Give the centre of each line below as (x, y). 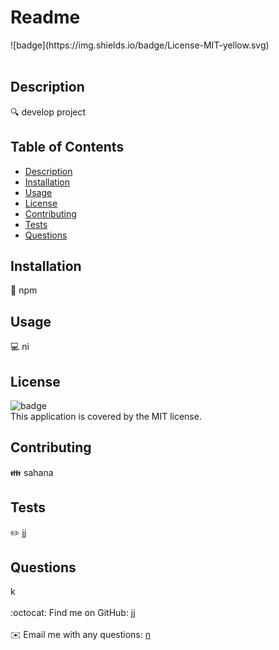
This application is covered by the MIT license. (106, 416)
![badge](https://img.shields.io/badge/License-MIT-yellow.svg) (140, 45)
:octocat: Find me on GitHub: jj (73, 613)
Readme (45, 17)
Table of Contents (67, 147)
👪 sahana (32, 472)
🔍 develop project (48, 112)
